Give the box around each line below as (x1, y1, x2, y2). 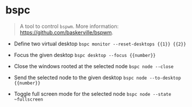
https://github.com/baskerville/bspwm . (19, 28, 114, 35)
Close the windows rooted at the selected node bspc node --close (13, 62, 174, 70)
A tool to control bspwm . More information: (19, 23, 119, 30)
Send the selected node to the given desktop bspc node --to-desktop (13, 74, 181, 81)
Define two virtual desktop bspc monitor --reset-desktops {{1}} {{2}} (13, 40, 186, 47)
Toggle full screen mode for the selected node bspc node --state (13, 90, 172, 97)
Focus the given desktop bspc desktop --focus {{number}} (13, 51, 156, 58)
